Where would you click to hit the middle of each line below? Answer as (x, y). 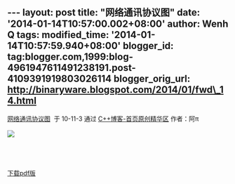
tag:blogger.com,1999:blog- (70, 57)
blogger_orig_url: (152, 79)
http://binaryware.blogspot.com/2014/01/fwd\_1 (115, 90)
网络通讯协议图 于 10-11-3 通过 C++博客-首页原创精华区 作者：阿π (103, 119)
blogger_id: (148, 46)
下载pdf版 (22, 173)
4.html (22, 101)
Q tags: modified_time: (58, 35)
